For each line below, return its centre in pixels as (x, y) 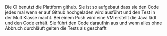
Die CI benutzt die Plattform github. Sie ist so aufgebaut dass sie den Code (82, 7)
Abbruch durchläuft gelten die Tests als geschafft (56, 28)
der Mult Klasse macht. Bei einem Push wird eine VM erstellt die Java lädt (81, 18)
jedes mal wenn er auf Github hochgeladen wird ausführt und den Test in (80, 12)
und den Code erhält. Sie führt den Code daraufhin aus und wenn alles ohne (83, 23)
